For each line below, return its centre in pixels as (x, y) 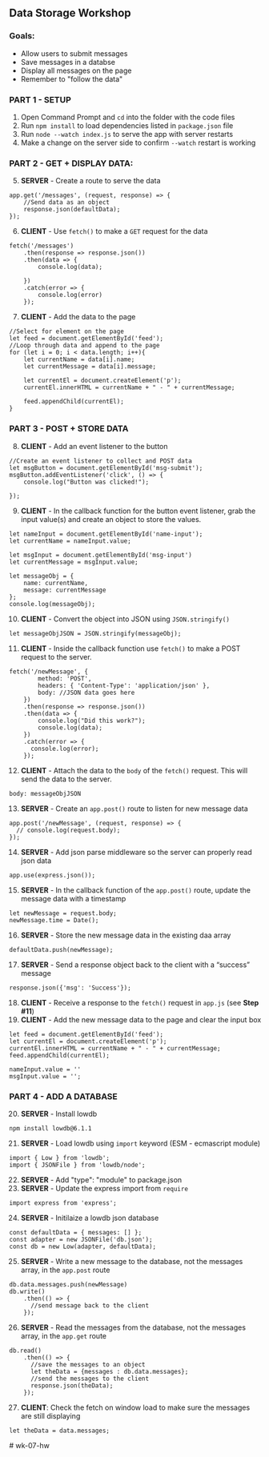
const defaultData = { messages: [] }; (76, 1232)
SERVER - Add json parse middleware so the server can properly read (137, 852)
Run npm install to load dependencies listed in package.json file (127, 125)
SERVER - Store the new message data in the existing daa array (126, 935)
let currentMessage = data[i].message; (90, 367)
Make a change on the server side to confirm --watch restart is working (138, 142)
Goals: (22, 36)
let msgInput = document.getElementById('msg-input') (101, 555)
